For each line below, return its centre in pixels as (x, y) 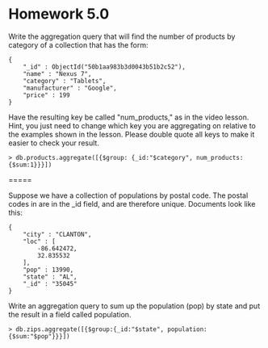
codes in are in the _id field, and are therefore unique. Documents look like (132, 203)
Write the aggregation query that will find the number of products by (122, 36)
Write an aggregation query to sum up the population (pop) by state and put (134, 306)
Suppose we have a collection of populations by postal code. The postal (128, 195)
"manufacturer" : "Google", (70, 88)
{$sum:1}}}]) (30, 165)
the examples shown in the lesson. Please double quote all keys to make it (132, 134)
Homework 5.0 (59, 14)
